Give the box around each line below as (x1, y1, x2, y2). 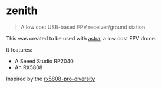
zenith (6, 4, 38, 18)
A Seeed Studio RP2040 (14, 57, 74, 65)
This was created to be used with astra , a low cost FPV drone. (6, 35, 157, 42)
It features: (6, 46, 32, 53)
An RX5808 (14, 63, 43, 71)
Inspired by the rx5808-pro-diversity (6, 75, 95, 82)
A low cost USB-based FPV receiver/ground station (20, 23, 146, 31)
